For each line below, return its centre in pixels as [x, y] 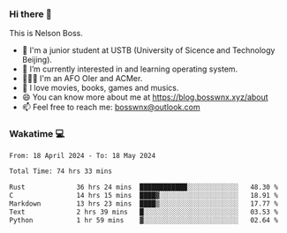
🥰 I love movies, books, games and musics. [100, 88]
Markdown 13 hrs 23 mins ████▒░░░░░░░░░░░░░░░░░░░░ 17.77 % [143, 204]
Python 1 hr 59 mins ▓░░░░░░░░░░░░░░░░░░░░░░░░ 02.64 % [143, 220]
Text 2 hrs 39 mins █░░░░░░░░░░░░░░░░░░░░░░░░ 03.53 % [143, 212]
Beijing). [37, 60]
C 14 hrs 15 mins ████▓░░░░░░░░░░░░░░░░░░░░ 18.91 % [143, 196]
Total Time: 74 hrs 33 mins [61, 171]
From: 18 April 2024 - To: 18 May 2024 [83, 155]
